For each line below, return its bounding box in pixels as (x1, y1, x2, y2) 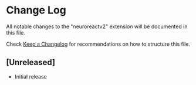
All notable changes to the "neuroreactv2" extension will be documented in (6, 23, 188, 30)
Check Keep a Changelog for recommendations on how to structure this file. (6, 40, 191, 47)
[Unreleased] (6, 57, 56, 67)
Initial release (14, 73, 47, 80)
